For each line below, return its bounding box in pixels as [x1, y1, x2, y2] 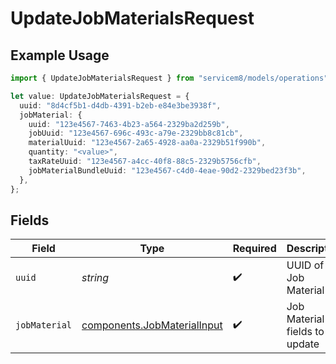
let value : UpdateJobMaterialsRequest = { [10, 91, 190, 101]
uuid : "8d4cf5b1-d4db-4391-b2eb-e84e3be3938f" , [19, 100, 222, 111]
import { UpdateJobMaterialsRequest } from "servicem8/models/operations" [10, 73, 329, 83]
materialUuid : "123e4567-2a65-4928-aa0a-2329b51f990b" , [28, 138, 267, 148]
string [81, 271, 110, 285]
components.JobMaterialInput [81, 318, 223, 332]
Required [232, 242, 277, 256]
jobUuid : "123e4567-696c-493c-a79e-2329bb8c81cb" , [28, 128, 244, 139]
